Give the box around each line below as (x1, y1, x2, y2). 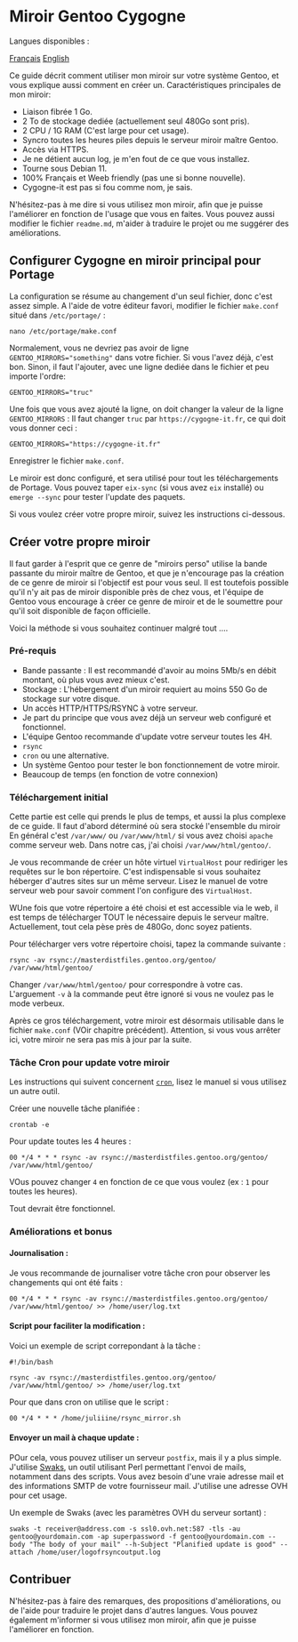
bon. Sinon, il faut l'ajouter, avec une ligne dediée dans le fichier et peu (9, 361, 270, 372)
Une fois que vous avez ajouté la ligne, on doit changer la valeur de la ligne (9, 403, 284, 415)
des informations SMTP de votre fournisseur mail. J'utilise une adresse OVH (9, 1480, 288, 1491)
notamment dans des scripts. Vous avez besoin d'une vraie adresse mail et (9, 1470, 285, 1482)
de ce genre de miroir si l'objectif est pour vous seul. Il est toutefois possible (9, 576, 289, 588)
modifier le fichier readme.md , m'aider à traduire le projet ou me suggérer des (9, 218, 289, 229)
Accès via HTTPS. (21, 144, 89, 155)
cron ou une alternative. (21, 750, 109, 761)
